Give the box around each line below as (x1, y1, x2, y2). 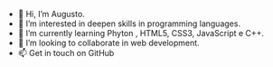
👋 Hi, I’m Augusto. (17, 9, 86, 19)
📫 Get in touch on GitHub (17, 48, 115, 58)
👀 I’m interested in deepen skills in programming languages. (17, 18, 241, 29)
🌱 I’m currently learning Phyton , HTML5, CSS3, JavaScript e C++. (17, 28, 265, 38)
